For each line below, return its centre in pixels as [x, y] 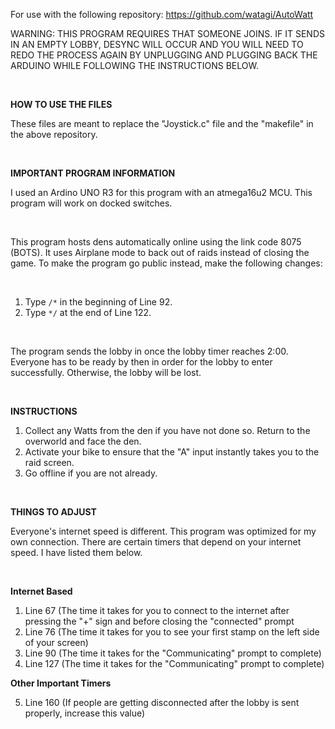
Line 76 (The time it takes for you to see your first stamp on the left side [172, 632]
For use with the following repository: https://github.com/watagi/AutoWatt [162, 14]
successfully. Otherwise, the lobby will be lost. [106, 372]
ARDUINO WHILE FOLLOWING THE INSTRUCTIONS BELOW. [134, 65]
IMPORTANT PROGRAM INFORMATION [93, 173]
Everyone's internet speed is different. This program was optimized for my [163, 531]
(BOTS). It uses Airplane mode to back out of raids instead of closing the [160, 252]
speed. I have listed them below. [76, 552]
